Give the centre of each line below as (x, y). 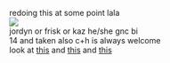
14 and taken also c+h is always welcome (85, 40)
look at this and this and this (61, 50)
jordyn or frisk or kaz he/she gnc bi (73, 31)
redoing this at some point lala (65, 13)
